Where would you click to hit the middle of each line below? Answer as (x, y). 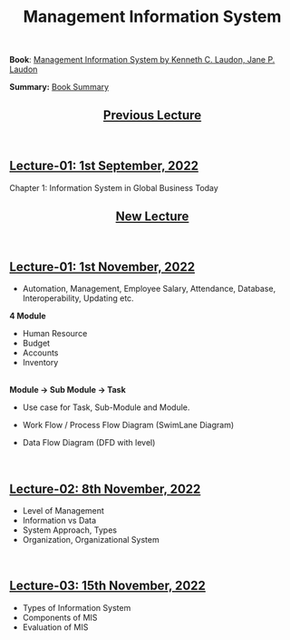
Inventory (40, 363)
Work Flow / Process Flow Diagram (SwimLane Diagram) (128, 425)
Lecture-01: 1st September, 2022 (104, 166)
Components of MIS (60, 617)
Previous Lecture (152, 115)
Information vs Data (59, 520)
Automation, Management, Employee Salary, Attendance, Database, (149, 289)
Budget (36, 344)
